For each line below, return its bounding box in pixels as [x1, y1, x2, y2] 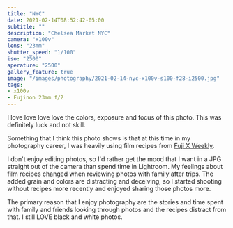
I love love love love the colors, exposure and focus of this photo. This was [7, 113, 222, 122]
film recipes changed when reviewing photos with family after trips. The [7, 170, 214, 178]
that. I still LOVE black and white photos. [7, 213, 123, 221]
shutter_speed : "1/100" [7, 49, 77, 56]
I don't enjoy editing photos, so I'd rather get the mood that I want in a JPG [7, 155, 222, 163]
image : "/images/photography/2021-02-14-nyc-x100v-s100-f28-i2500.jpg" [7, 74, 220, 82]
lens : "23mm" [7, 42, 45, 49]
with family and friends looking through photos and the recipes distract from [7, 206, 227, 213]
